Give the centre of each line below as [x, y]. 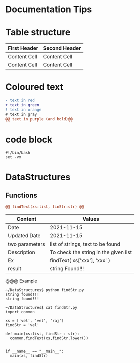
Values [91, 219]
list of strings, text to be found [85, 244]
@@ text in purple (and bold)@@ [39, 119]
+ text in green [22, 105]
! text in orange [23, 110]
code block [29, 139]
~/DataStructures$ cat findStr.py [41, 308]
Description [21, 252]
